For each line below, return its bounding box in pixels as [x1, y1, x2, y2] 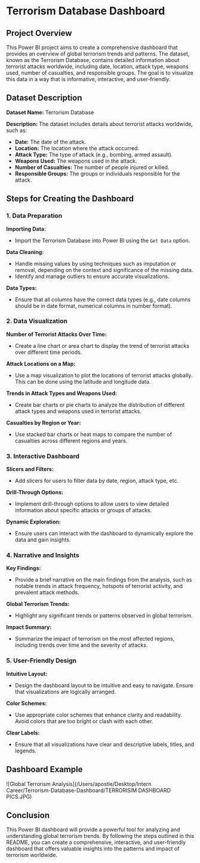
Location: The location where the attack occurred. [14, 145, 139, 152]
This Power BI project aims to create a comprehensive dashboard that [6, 44, 178, 51]
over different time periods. [14, 348, 82, 356]
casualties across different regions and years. [14, 437, 128, 444]
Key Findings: [6, 565, 41, 572]
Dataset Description [6, 93, 82, 103]
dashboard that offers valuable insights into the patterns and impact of [6, 845, 180, 852]
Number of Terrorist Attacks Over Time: [6, 330, 107, 338]
